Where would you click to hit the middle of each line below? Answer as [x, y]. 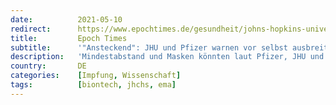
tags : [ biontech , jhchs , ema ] [93, 85]
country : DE [48, 66]
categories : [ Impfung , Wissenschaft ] [96, 76]
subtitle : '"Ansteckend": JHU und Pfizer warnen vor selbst [149, 47]
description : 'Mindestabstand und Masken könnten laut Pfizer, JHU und [167, 57]
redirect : [31, 29]
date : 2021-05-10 [66, 19]
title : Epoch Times [69, 38]
